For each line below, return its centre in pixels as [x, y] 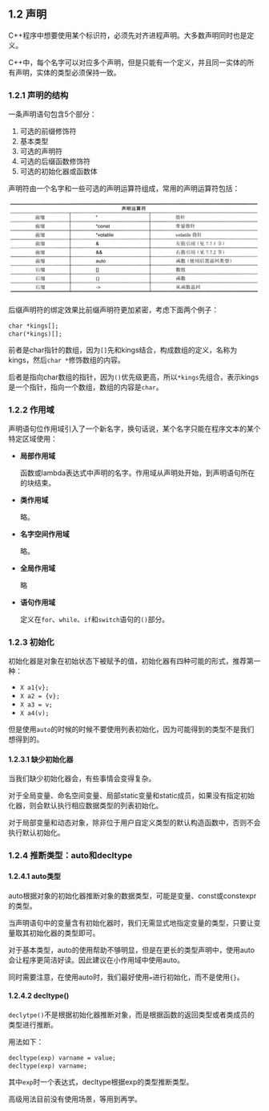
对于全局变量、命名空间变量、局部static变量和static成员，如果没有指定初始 [131, 796]
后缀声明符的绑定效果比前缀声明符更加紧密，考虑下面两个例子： [113, 309]
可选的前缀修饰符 [48, 132]
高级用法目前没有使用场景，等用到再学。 [75, 1099]
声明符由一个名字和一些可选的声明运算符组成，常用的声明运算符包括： [124, 189]
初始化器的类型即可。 [64, 933]
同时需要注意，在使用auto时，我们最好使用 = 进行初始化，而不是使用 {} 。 [126, 977]
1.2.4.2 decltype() [39, 996]
